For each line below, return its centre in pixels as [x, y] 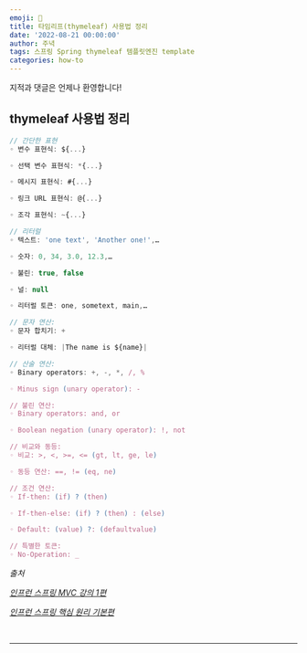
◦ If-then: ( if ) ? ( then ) [58, 497]
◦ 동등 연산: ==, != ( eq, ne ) [63, 471]
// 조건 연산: [32, 488]
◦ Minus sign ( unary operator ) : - [75, 389]
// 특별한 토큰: [36, 546]
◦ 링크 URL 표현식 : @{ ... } [56, 199]
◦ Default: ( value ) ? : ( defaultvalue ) [83, 530]
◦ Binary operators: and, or [65, 414]
